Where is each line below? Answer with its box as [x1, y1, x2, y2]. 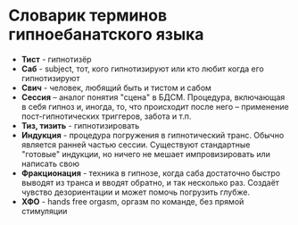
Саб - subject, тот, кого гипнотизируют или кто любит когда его [21, 63, 264, 74]
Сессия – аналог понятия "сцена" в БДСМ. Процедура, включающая [21, 91, 286, 103]
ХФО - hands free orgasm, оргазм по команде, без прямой [21, 196, 244, 206]
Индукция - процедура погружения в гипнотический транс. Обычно [21, 129, 285, 140]
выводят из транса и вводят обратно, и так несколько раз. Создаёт [21, 177, 280, 187]
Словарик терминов [8, 5, 168, 26]
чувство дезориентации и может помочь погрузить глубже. [21, 187, 251, 197]
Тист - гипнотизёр [21, 54, 92, 64]
